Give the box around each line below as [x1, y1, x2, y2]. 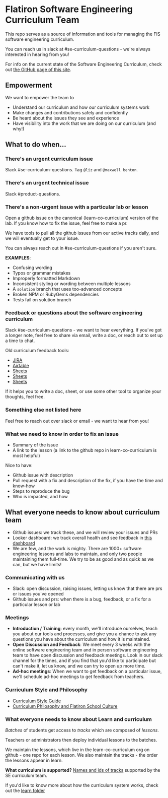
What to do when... [5, 140, 66, 149]
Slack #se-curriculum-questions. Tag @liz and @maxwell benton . [5, 167, 138, 173]
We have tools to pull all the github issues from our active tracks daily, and [5, 230, 159, 236]
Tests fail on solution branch [12, 297, 71, 303]
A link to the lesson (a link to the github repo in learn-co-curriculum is [12, 447, 157, 453]
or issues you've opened [12, 591, 64, 597]
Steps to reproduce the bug [12, 488, 70, 494]
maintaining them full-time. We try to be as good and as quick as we [12, 556, 154, 562]
